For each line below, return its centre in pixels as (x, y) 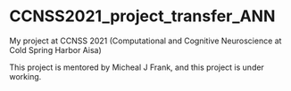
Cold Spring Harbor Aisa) (56, 49)
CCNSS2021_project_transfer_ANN (142, 16)
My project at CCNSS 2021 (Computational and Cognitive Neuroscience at (145, 41)
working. (25, 76)
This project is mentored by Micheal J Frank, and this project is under (137, 67)
